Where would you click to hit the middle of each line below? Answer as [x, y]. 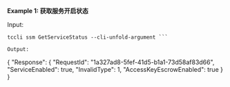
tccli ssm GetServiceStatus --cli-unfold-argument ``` [88, 37]
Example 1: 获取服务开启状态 [48, 11]
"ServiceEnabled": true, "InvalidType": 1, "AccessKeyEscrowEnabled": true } [115, 69]
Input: [16, 25]
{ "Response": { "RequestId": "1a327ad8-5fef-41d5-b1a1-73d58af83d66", [111, 62]
